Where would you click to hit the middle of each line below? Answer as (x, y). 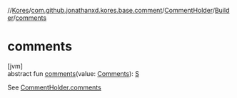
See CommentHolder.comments (54, 87)
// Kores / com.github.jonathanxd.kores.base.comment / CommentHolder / (111, 10)
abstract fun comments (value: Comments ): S (73, 73)
